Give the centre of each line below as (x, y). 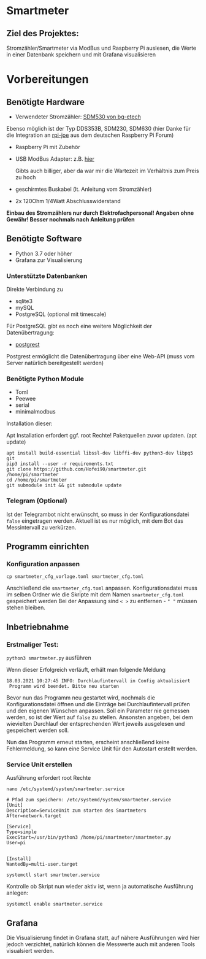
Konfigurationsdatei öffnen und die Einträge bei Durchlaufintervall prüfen (98, 704)
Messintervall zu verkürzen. (41, 527)
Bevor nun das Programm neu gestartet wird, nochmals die (81, 698)
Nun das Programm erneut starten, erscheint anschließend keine (88, 742)
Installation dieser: (30, 423)
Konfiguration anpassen (43, 564)
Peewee (25, 399)
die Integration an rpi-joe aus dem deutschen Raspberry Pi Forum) (90, 135)
